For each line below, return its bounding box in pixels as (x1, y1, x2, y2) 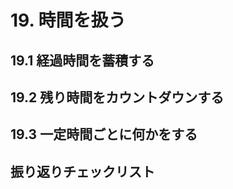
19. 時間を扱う (10, 9, 127, 32)
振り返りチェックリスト (10, 163, 155, 180)
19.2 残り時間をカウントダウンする (10, 89, 225, 106)
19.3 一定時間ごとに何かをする (10, 126, 198, 143)
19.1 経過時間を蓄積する (10, 52, 155, 69)
